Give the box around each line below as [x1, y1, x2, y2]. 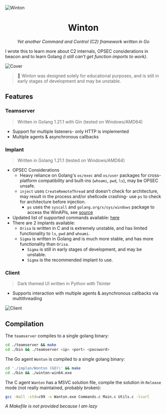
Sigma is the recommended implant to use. [27, 257, 113, 263]
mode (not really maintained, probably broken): [5, 385, 102, 391]
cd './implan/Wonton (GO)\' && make [5, 366, 81, 371]
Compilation [5, 319, 44, 328]
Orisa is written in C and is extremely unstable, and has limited [19, 225, 148, 231]
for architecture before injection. [19, 199, 86, 205]
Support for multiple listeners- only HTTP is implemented [12, 128, 129, 134]
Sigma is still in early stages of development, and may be [27, 246, 142, 252]
